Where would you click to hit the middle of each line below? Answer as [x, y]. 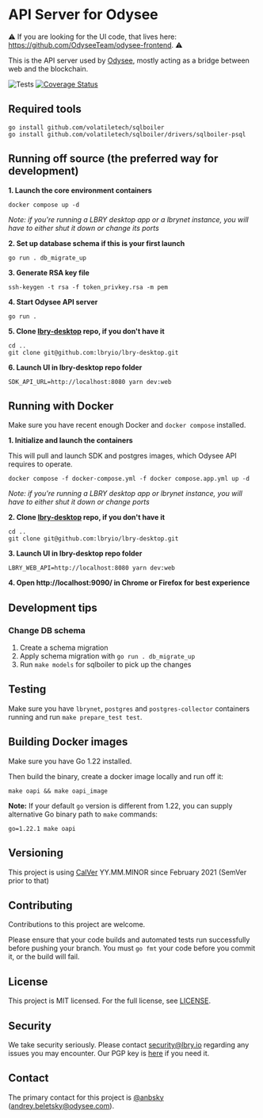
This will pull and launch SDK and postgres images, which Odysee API [123, 456]
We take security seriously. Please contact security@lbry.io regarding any [129, 1044]
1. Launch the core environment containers [80, 190]
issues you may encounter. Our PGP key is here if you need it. [109, 1053]
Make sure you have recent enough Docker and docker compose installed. [127, 425]
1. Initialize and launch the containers [71, 440]
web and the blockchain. [48, 68]
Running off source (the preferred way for [113, 159]
